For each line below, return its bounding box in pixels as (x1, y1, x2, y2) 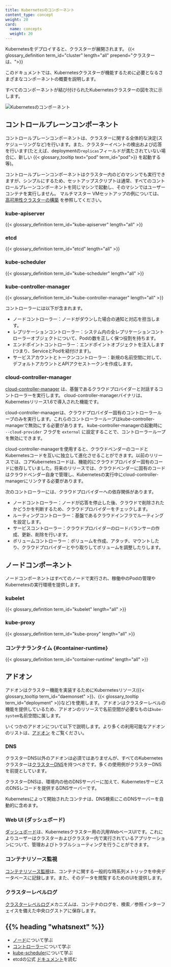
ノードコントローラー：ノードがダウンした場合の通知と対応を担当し (12, 316, 156, 322)
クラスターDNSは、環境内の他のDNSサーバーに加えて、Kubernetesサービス (5, 779, 164, 785)
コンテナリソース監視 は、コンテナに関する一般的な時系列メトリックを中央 (5, 868, 161, 874)
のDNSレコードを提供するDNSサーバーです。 (5, 785, 99, 791)
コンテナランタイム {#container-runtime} (5, 644, 108, 651)
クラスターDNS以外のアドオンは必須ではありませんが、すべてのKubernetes (5, 755, 163, 761)
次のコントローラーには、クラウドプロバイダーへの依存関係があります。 (5, 489, 157, 495)
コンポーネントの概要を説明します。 (22, 76, 99, 82)
